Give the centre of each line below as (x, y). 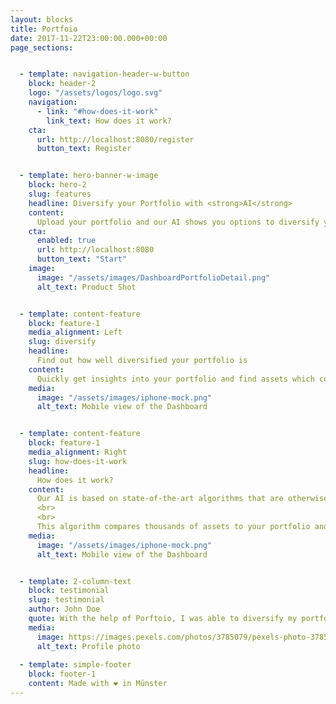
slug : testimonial (66, 600)
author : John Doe (64, 609)
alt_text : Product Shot (86, 287)
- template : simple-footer (75, 665)
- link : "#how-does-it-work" (97, 111)
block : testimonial (69, 591)
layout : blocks (42, 19)
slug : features (60, 194)
